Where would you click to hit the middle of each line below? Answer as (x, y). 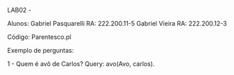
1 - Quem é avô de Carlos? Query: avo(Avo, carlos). (81, 64)
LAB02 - (19, 10)
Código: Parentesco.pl (39, 37)
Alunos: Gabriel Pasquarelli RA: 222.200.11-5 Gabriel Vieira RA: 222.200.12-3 (117, 23)
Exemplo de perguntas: (41, 50)
